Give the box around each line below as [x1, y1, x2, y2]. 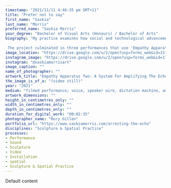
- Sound [5, 140, 22, 145]
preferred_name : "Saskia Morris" [5, 26, 76, 32]
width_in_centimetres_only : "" [5, 102, 72, 108]
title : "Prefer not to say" [5, 12, 65, 17]
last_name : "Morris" [5, 21, 49, 27]
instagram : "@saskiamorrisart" [5, 60, 72, 65]
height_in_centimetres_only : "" [5, 97, 74, 102]
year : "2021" [5, 83, 33, 88]
